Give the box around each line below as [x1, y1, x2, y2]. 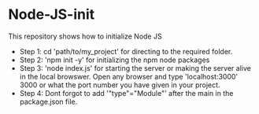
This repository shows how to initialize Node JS [8, 31, 163, 41]
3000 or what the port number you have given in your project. [19, 80, 220, 90]
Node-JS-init [8, 6, 95, 24]
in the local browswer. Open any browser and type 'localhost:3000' [19, 72, 239, 81]
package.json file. [19, 97, 78, 106]
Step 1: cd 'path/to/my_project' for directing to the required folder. [19, 46, 233, 56]
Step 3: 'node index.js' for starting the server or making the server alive [19, 63, 252, 72]
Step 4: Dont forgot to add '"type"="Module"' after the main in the [19, 88, 234, 97]
